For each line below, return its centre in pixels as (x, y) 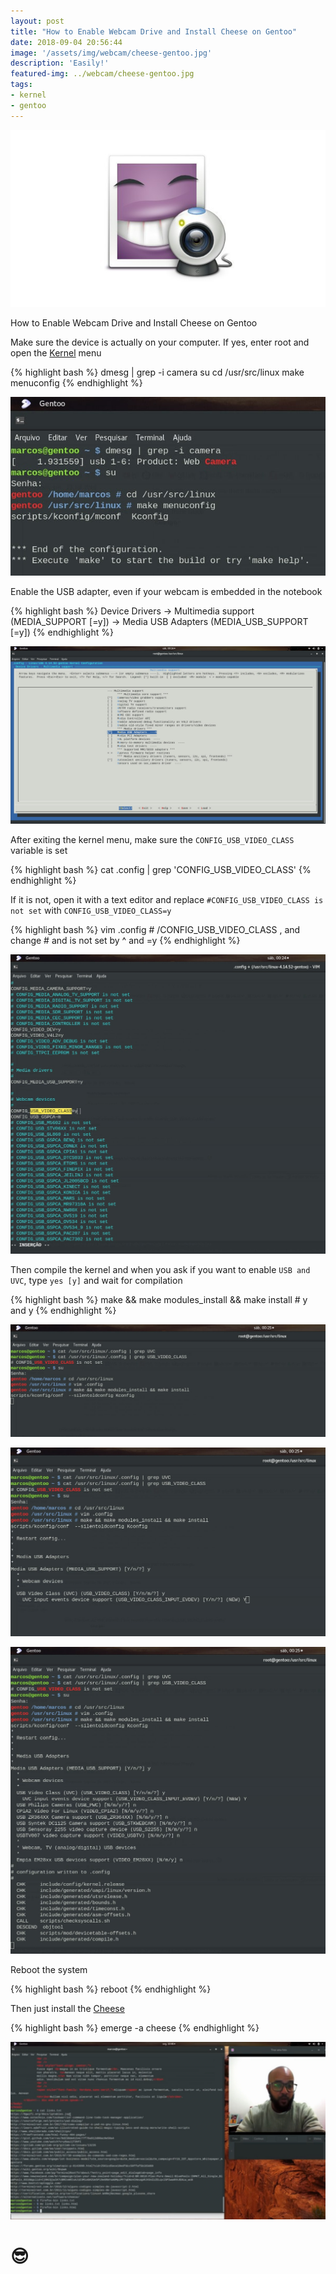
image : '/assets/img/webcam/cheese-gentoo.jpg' (111, 53)
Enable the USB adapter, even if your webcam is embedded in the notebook (166, 592)
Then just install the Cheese (67, 2009)
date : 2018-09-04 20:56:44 (66, 42)
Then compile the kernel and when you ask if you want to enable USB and (160, 1269)
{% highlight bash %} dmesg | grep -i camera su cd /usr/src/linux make (157, 372)
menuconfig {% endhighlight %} (76, 382)
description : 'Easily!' (60, 63)
